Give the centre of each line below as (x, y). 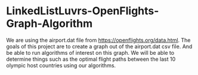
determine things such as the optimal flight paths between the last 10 (91, 59)
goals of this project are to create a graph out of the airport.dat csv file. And (99, 46)
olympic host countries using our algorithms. (61, 65)
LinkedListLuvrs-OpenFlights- (83, 11)
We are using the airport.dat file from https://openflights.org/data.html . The (98, 40)
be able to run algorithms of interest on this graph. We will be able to (90, 52)
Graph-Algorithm (49, 24)
